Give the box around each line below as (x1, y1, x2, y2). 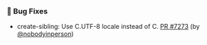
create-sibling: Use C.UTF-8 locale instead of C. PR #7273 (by (16, 22, 200, 31)
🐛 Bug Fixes (6, 6, 48, 16)
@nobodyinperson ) (16, 30, 74, 38)
